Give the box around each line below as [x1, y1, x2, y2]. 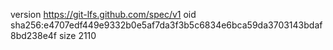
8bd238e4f [10, 30, 58, 41]
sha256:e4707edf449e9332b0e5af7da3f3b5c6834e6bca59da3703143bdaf [10, 19, 323, 31]
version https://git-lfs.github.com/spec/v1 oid [10, 9, 197, 20]
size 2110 [58, 30, 97, 41]
